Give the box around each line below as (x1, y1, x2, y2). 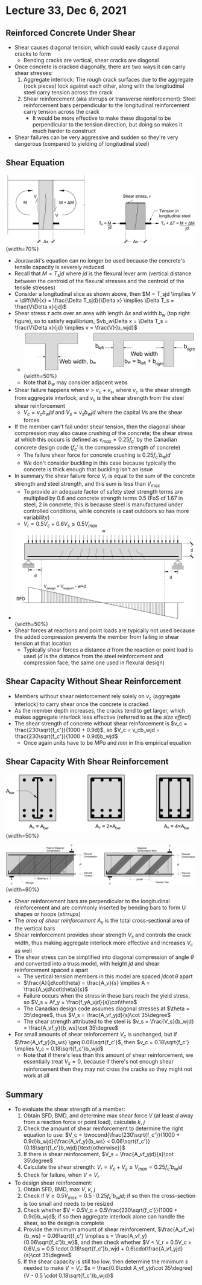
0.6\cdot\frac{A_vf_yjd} (125, 1244, 183, 1252)
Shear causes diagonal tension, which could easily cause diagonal (14, 44, 180, 51)
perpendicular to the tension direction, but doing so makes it (32, 121, 183, 128)
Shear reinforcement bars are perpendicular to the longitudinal (14, 898, 170, 905)
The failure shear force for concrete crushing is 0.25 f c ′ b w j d (23, 451, 171, 460)
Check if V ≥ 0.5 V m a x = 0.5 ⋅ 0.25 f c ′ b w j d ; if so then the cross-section (23, 1192, 196, 1201)
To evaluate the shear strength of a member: (14, 1105, 125, 1113)
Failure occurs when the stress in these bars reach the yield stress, (23, 992, 191, 999)
